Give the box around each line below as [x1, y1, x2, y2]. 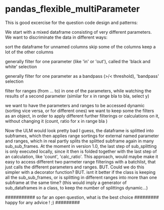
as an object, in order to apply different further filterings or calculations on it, [5, 113, 160, 118]
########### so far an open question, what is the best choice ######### [5, 194, 159, 200]
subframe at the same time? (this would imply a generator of [5, 180, 127, 186]
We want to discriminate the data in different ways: [5, 34, 108, 40]
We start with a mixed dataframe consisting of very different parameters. [5, 29, 152, 35]
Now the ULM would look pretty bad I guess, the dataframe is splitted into [5, 127, 154, 133]
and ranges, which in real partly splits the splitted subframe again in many [5, 138, 154, 144]
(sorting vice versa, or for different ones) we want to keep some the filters [5, 108, 154, 114]
